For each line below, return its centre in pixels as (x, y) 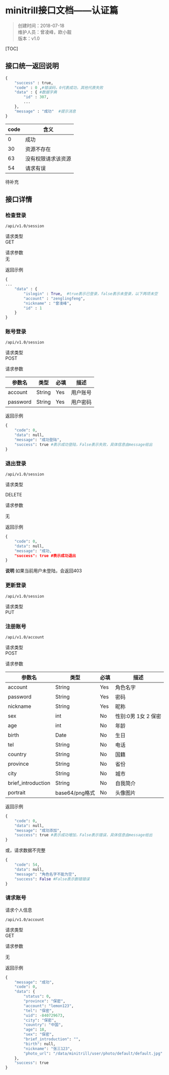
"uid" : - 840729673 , (44, 1015)
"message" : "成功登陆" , (38, 440)
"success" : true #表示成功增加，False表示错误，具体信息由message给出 (83, 835)
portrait (17, 792)
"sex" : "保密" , (39, 1035)
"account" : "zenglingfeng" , (54, 299)
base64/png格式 (75, 793)
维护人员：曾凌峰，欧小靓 (45, 32)
